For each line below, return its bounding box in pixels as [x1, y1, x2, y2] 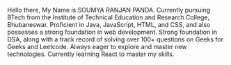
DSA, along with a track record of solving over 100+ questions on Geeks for [7, 35, 224, 44]
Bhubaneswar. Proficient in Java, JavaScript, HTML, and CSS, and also [7, 21, 211, 28]
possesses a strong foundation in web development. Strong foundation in [7, 28, 218, 36]
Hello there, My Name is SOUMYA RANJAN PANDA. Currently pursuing [7, 6, 211, 14]
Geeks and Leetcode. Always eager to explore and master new [7, 43, 188, 50]
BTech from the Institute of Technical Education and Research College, [7, 13, 210, 21]
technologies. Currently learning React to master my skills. [7, 50, 175, 58]
